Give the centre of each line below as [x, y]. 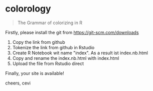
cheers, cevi [18, 83]
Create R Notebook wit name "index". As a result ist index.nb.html [80, 53]
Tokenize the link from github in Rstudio [53, 47]
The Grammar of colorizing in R [50, 23]
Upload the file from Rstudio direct [48, 63]
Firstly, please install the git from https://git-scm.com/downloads [72, 32]
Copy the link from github [39, 42]
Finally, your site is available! [35, 73]
